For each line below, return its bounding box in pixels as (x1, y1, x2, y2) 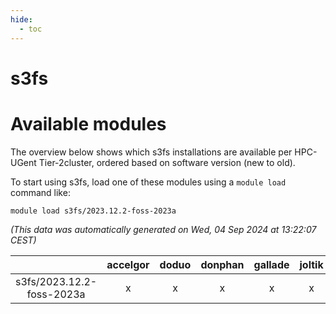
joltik (299, 257, 324, 271)
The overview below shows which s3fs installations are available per (10, 146, 293, 158)
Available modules (10, 112, 167, 135)
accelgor (106, 257, 150, 271)
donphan (200, 257, 245, 271)
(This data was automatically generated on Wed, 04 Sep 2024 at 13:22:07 (10, 223, 317, 235)
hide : (10, 14, 33, 25)
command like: (10, 186, 71, 198)
